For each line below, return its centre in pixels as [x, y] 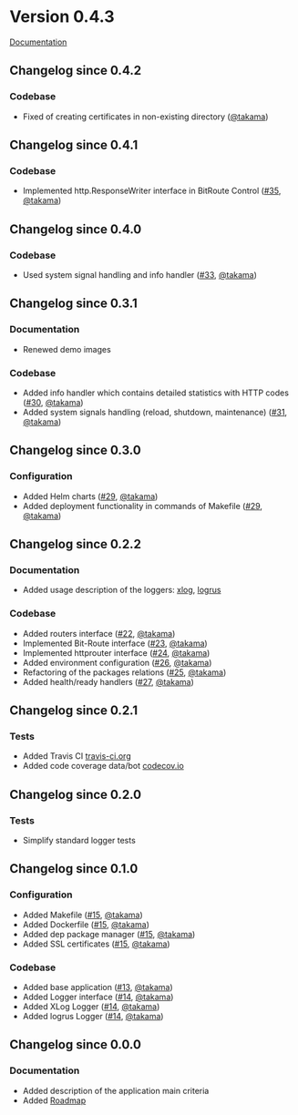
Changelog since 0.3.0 [75, 450]
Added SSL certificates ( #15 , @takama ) [96, 944]
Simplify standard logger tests [79, 841]
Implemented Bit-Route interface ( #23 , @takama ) [115, 643]
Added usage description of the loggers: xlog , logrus [122, 590]
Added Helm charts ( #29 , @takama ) [90, 496]
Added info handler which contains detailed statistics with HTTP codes [156, 393]
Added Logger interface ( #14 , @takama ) [98, 997]
